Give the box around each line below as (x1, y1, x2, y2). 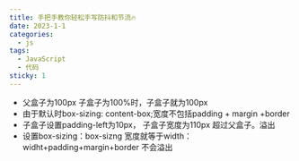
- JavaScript (17, 55, 66, 64)
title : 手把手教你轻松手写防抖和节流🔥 (9, 13, 136, 22)
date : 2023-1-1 (9, 21, 66, 30)
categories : (9, 30, 54, 38)
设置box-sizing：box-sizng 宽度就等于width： (22, 131, 193, 141)
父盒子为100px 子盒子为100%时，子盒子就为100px (22, 97, 208, 107)
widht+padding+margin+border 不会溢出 (22, 141, 173, 152)
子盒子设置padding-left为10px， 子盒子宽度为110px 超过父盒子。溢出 (22, 119, 276, 130)
